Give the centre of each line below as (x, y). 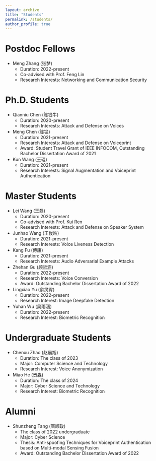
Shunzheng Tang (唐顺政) (39, 426)
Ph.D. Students (37, 100)
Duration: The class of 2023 (49, 358)
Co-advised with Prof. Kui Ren (51, 222)
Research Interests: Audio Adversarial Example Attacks (77, 261)
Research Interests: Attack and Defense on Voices (72, 126)
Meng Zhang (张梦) (32, 63)
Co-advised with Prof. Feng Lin (52, 75)
